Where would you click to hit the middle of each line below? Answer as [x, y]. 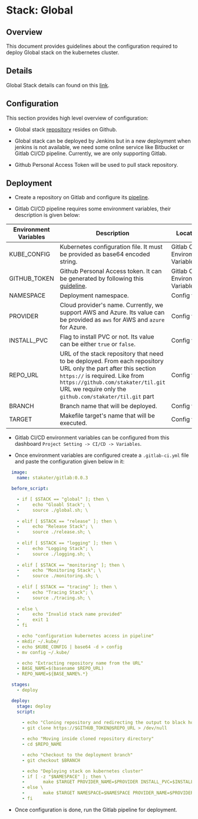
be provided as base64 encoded [105, 254]
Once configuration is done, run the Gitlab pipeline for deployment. [96, 810]
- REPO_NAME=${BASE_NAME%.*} [52, 674]
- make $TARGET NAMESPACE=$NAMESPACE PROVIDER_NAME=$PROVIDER [108, 793]
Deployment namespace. [94, 295]
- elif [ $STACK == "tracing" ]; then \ [67, 587]
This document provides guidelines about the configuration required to [92, 46]
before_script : [30, 489]
